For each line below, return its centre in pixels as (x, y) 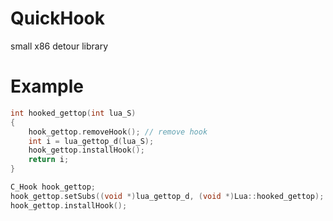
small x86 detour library (59, 46)
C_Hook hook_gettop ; (53, 187)
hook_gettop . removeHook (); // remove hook (118, 132)
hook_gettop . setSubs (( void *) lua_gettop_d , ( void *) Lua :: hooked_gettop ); (167, 196)
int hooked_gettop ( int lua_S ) (73, 113)
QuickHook (57, 18)
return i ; (49, 160)
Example (47, 86)
